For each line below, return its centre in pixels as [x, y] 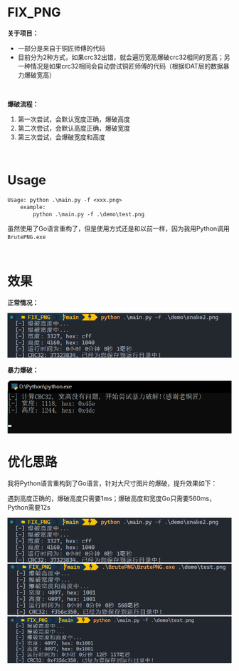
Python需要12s [29, 507]
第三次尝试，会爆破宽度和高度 [61, 137]
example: [33, 207]
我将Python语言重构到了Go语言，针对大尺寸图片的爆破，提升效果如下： [112, 483]
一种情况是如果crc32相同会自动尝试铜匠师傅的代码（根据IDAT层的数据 [120, 66]
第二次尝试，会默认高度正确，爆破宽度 [74, 128]
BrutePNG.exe [27, 237]
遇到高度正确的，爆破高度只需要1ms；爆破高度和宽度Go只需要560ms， [111, 498]
